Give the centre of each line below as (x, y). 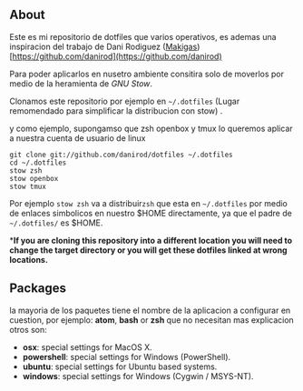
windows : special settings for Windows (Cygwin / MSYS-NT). (138, 376)
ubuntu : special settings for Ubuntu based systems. (120, 366)
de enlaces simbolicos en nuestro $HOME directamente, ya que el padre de (151, 213)
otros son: (28, 329)
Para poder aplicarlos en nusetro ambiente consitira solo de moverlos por (147, 74)
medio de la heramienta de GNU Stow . (81, 83)
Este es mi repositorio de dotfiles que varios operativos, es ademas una (143, 36)
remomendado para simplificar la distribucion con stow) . (116, 110)
